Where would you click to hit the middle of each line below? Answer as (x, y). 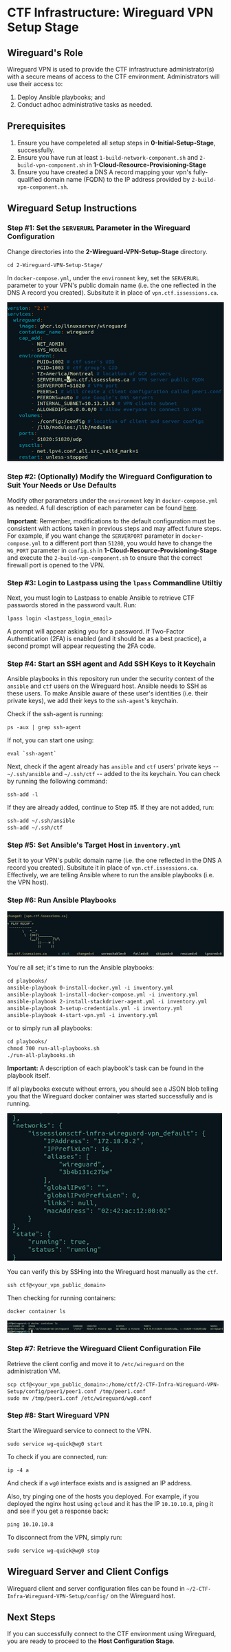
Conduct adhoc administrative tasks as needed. (85, 104)
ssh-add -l (23, 795)
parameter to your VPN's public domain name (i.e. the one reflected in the (112, 285)
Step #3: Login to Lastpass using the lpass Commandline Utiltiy (115, 583)
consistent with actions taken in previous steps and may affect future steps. (114, 528)
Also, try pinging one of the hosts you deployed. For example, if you (103, 1496)
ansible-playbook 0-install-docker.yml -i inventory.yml (90, 987)
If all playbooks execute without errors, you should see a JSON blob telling (113, 1089)
